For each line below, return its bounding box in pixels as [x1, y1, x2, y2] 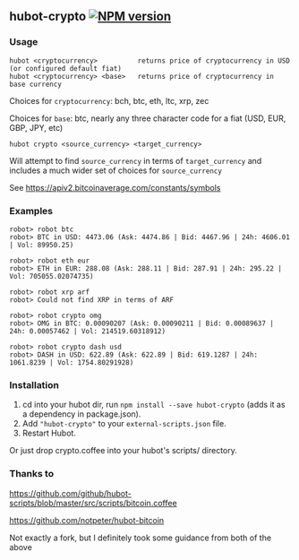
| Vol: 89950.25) [9, 240, 74, 249]
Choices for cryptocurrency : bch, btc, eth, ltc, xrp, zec [9, 95, 209, 106]
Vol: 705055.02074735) [9, 271, 94, 280]
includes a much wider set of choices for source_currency [9, 165, 222, 176]
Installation [9, 378, 60, 391]
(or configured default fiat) [9, 64, 123, 73]
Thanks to [9, 468, 55, 480]
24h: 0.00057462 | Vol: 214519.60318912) [9, 326, 167, 336]
